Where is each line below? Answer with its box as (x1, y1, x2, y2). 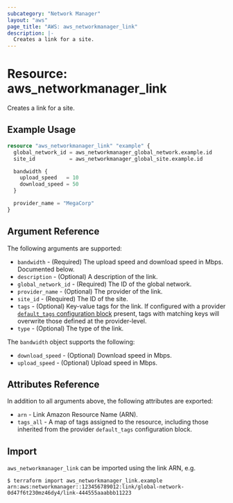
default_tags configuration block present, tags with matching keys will (17, 309, 220, 317)
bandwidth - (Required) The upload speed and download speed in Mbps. (17, 257, 224, 266)
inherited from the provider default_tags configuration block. (17, 425, 193, 433)
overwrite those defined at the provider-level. (17, 317, 147, 325)
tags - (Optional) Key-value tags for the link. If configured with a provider (17, 302, 226, 310)
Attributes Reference (7, 378, 100, 390)
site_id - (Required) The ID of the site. (17, 294, 128, 303)
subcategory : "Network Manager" (7, 10, 101, 17)
